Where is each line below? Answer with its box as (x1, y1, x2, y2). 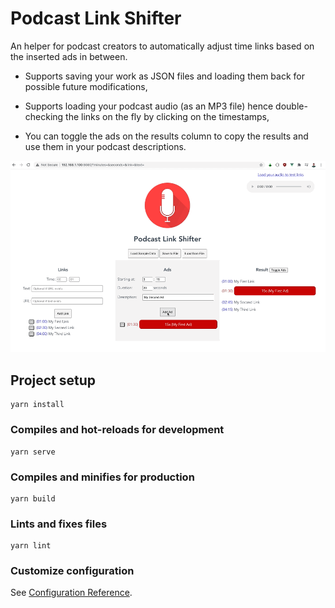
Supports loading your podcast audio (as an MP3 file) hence (24, 100, 274, 112)
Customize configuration (10, 564, 135, 578)
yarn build (10, 493, 56, 504)
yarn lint (10, 541, 52, 551)
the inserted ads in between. (10, 50, 128, 62)
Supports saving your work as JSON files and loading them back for (24, 70, 305, 82)
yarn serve (10, 447, 56, 457)
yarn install (10, 400, 65, 410)
